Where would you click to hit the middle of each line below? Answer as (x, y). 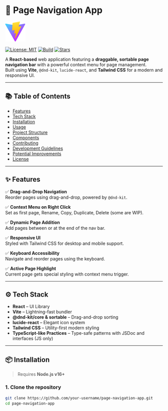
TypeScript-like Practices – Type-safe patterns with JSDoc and (78, 333)
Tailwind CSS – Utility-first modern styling (56, 328)
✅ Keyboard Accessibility (32, 253)
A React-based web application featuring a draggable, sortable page (77, 59)
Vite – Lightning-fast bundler (42, 312)
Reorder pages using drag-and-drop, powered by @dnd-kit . (66, 197)
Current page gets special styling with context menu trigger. (67, 274)
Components (26, 138)
